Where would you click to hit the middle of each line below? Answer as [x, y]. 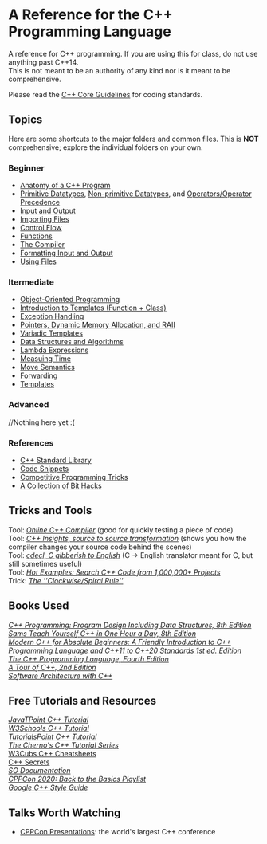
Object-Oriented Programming [70, 300]
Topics [26, 120]
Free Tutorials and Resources [82, 700]
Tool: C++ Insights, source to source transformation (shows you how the [128, 538]
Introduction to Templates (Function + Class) [93, 308]
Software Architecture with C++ [61, 676]
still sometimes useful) [45, 563]
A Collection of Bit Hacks [61, 485]
